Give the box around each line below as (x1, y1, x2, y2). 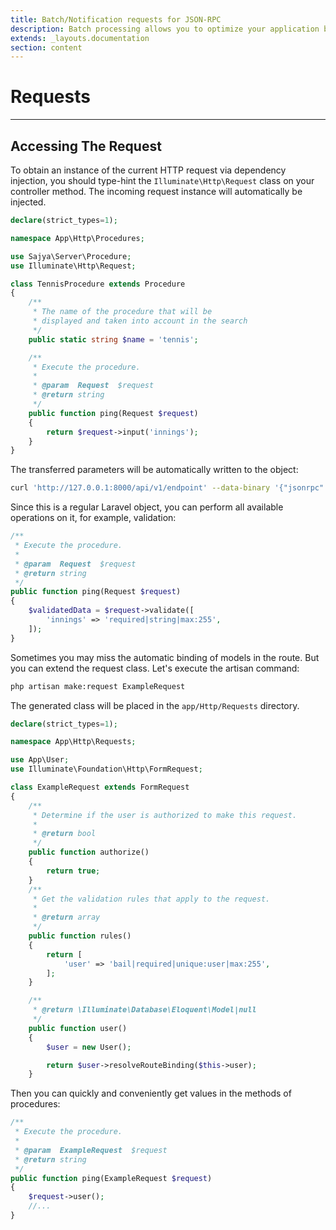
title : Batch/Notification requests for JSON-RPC (10, 14, 222, 25)
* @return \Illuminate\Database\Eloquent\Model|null (32, 1005, 257, 1015)
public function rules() (28, 931, 132, 941)
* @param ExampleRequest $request (14, 1145, 168, 1155)
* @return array (32, 912, 101, 923)
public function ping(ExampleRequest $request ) (10, 1173, 213, 1183)
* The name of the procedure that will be (32, 307, 213, 317)
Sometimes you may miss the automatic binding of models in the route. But (10, 651, 320, 663)
